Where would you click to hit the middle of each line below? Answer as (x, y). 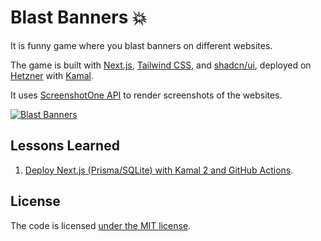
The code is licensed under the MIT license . (101, 225)
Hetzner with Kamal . (52, 75)
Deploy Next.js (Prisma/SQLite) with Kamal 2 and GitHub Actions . (159, 170)
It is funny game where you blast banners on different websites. (141, 45)
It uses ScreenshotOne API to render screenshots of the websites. (146, 95)
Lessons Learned (65, 146)
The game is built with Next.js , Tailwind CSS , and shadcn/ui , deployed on (161, 65)
